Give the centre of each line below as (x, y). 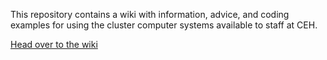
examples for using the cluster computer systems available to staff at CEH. (164, 25)
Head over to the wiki (54, 44)
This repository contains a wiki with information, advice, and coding (150, 14)
